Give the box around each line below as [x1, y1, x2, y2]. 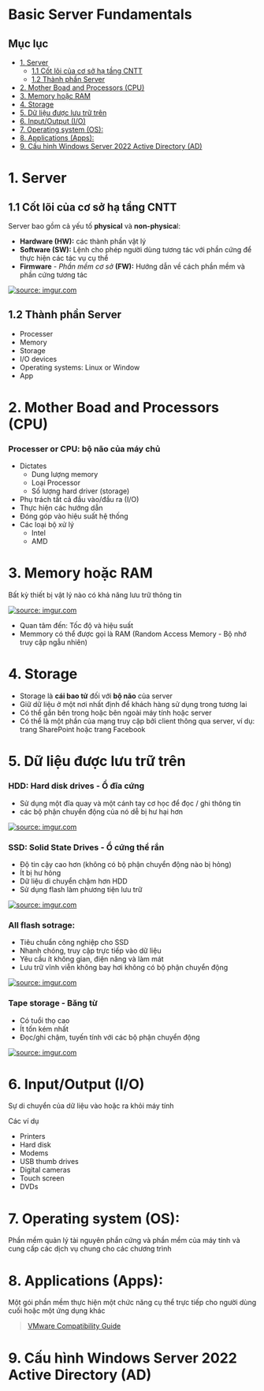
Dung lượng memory [31, 470, 99, 479]
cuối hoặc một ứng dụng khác [8, 1306, 106, 1315]
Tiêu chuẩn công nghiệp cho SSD [19, 938, 129, 947]
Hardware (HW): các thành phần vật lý [19, 236, 147, 246]
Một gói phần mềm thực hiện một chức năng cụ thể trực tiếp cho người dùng [8, 1298, 257, 1307]
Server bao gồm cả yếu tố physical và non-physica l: [8, 221, 181, 230]
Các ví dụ [8, 1117, 39, 1126]
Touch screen [19, 1173, 65, 1183]
